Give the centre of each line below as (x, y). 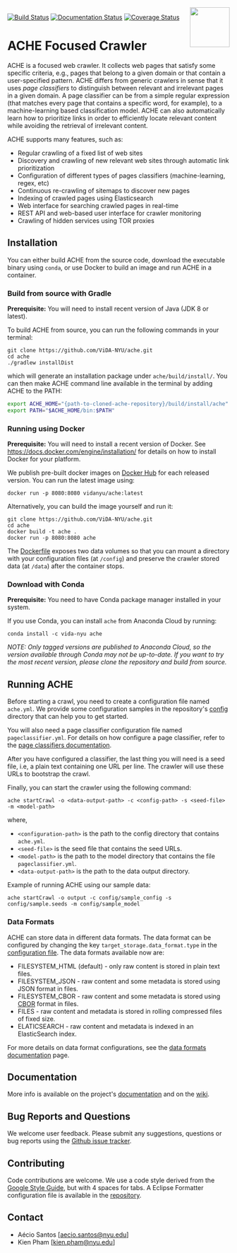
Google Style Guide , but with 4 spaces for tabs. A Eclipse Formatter (105, 1187)
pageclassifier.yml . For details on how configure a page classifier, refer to (116, 738)
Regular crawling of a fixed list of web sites (80, 153)
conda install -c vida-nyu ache (55, 634)
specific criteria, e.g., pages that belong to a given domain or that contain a (116, 73)
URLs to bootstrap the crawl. (49, 774)
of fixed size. (36, 1019)
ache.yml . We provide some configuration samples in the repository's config (118, 709)
